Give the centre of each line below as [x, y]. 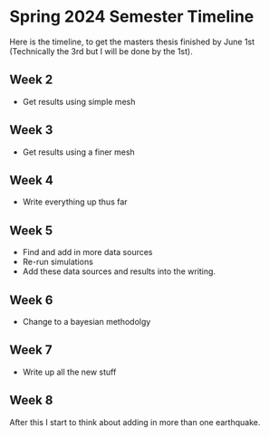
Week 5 [31, 230]
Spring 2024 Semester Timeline [132, 17]
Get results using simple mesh [79, 101]
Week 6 [31, 300]
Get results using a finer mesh [79, 152]
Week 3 [31, 130]
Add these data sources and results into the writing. [119, 271]
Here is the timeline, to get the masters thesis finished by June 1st [132, 42]
